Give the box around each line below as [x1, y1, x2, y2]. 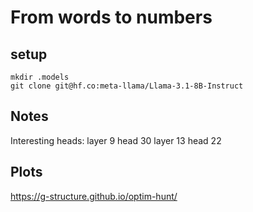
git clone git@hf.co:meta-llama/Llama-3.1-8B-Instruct [10, 81, 244, 91]
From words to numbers [10, 6, 213, 29]
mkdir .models [10, 72, 70, 82]
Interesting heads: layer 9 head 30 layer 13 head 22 [10, 134, 222, 146]
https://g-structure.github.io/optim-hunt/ [10, 190, 178, 202]
